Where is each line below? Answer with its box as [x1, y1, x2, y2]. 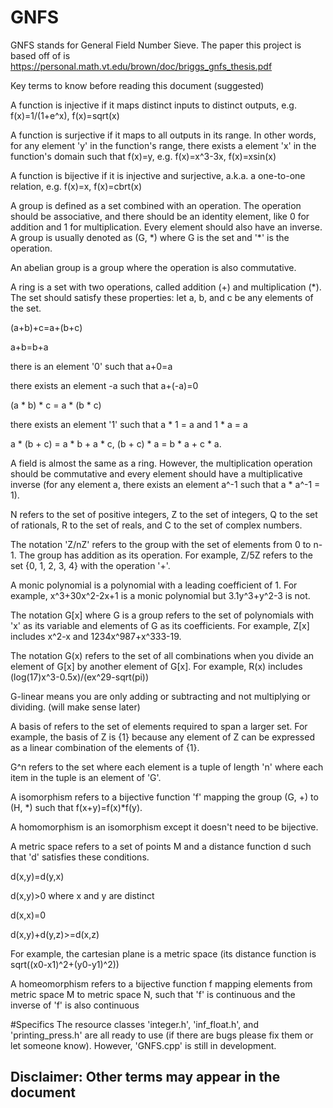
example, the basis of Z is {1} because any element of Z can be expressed [10, 731, 315, 743]
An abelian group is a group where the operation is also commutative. [10, 261, 297, 273]
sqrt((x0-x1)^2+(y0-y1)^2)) [10, 958, 120, 970]
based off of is [10, 49, 71, 61]
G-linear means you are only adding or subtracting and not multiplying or [10, 690, 311, 702]
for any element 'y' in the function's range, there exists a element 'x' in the [10, 139, 317, 151]
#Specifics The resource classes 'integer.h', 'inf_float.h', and [10, 1018, 259, 1030]
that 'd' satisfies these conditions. [10, 851, 150, 863]
